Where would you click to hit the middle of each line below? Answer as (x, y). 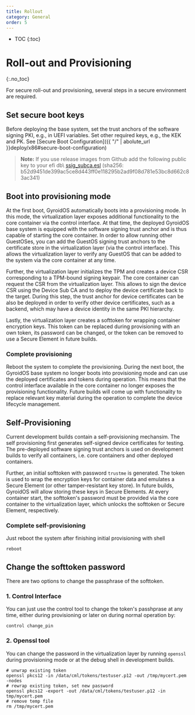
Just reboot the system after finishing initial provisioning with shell (86, 538)
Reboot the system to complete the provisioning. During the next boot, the (95, 367)
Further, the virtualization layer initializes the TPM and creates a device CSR (97, 271)
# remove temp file (30, 701)
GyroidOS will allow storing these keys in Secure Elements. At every (88, 492)
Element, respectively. (33, 510)
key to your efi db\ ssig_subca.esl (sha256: (72, 165)
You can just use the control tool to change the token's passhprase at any (95, 609)
